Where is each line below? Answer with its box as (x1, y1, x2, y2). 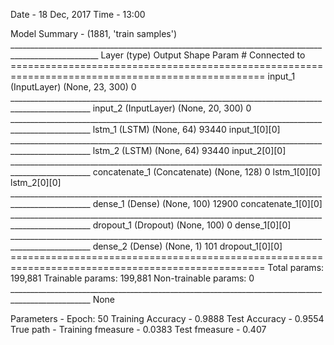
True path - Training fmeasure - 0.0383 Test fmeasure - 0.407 (10, 324, 267, 335)
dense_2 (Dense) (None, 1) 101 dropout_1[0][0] (92, 240, 283, 252)
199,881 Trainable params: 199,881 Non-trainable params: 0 (10, 272, 255, 284)
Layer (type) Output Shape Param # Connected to (100, 49, 306, 61)
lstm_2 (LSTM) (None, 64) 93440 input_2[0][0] (92, 145, 287, 156)
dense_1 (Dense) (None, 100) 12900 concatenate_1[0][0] (92, 198, 323, 209)
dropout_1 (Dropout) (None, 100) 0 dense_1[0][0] (92, 219, 292, 231)
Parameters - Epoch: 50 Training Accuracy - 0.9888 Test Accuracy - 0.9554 (10, 313, 325, 324)
